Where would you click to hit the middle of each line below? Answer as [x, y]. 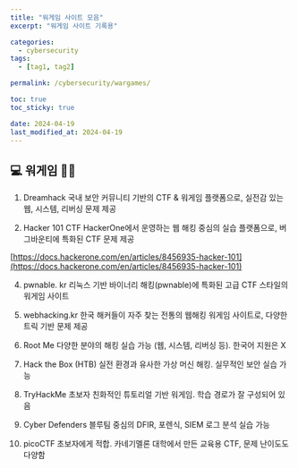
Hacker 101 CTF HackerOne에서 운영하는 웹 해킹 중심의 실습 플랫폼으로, [150, 228]
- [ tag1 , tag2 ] [47, 67]
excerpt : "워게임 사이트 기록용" [64, 26]
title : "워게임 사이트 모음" [57, 17]
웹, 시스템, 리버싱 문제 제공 [70, 209]
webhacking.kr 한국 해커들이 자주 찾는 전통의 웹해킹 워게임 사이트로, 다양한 [155, 315]
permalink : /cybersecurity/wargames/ [81, 83]
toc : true [29, 99]
